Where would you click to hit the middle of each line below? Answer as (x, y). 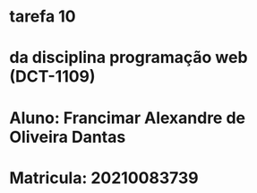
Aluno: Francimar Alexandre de (128, 118)
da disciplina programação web (128, 58)
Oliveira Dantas (68, 137)
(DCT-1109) (52, 77)
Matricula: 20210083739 (104, 178)
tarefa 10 (43, 17)
